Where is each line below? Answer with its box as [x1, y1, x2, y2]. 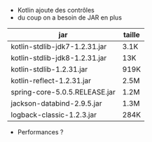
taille [123, 30, 140, 39]
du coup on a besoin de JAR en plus [17, 13, 123, 22]
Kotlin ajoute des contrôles [17, 6, 95, 14]
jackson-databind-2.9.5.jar [11, 99, 102, 108]
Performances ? [17, 128, 64, 136]
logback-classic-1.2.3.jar [11, 110, 97, 120]
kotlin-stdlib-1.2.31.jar [11, 64, 88, 74]
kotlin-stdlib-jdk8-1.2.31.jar [11, 53, 107, 62]
